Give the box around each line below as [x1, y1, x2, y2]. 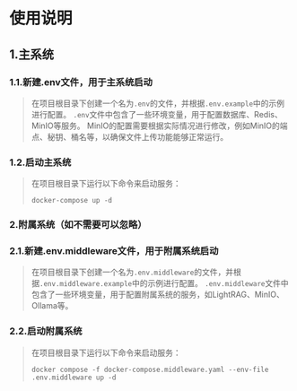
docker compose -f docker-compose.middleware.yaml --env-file [31, 365, 269, 374]
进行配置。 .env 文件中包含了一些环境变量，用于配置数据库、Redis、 [31, 109, 283, 119]
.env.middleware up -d [31, 373, 117, 382]
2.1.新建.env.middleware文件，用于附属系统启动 [9, 245, 219, 257]
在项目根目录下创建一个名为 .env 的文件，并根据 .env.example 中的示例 [31, 98, 285, 109]
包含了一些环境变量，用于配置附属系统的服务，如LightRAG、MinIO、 [31, 289, 284, 300]
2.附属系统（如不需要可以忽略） [9, 219, 147, 231]
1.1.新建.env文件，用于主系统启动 [9, 75, 153, 88]
